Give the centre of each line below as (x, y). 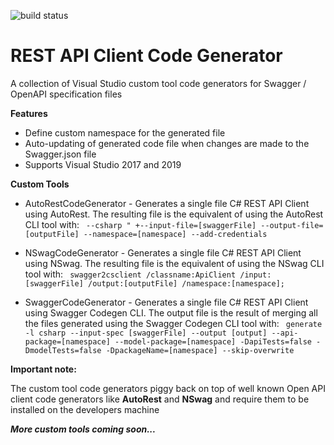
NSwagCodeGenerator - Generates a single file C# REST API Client (163, 252)
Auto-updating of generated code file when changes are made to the (167, 143)
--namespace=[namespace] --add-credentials (175, 234)
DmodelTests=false (63, 350)
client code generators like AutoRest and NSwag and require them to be (160, 399)
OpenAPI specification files (66, 94)
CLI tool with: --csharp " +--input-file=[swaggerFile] (140, 224)
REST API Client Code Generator (146, 56)
